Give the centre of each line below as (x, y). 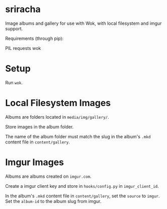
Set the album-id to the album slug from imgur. (53, 201)
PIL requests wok (23, 48)
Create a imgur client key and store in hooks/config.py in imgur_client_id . (82, 186)
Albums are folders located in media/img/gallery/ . (57, 117)
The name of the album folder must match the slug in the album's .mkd (78, 136)
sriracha (23, 9)
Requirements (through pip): (34, 38)
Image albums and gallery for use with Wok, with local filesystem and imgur (83, 23)
